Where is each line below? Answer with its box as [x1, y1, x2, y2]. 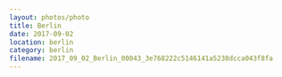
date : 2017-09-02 [9, 29, 74, 38]
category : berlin [9, 46, 74, 55]
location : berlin [9, 37, 74, 47]
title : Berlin [9, 21, 62, 30]
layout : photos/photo [9, 12, 90, 22]
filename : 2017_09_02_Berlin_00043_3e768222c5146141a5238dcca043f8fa [9, 54, 274, 63]
